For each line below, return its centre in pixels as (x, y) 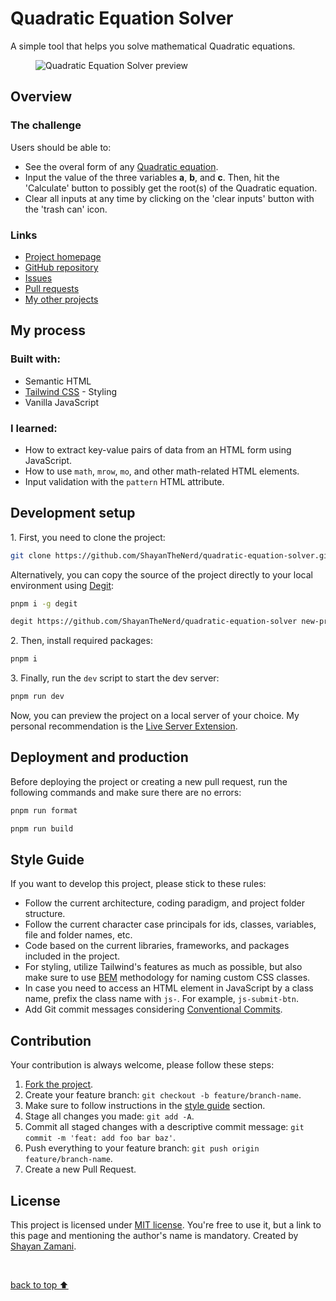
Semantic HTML (58, 381)
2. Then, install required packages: (81, 641)
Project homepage (63, 256)
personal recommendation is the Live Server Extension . (124, 726)
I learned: (34, 428)
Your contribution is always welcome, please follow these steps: (142, 1065)
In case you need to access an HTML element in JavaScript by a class (169, 988)
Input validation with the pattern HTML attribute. (124, 481)
